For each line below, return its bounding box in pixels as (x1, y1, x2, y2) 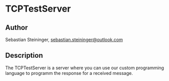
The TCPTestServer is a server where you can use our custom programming (5, 64, 164, 71)
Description (5, 51, 43, 60)
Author (5, 23, 28, 32)
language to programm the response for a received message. (5, 70, 133, 76)
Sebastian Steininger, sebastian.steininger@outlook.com (5, 36, 123, 43)
